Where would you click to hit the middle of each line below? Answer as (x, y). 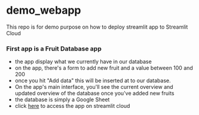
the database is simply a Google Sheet (62, 100)
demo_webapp (44, 10)
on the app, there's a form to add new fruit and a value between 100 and (104, 68)
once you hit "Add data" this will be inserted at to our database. (93, 80)
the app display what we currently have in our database (83, 62)
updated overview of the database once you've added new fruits (94, 94)
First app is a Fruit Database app (54, 48)
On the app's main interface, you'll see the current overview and (94, 87)
